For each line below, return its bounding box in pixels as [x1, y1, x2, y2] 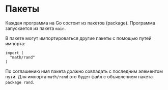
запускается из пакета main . [5, 25, 66, 31]
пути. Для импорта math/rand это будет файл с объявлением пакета [5, 73, 153, 79]
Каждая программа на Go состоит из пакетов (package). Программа [5, 20, 155, 26]
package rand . [5, 79, 34, 85]
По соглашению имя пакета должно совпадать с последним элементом [5, 68, 163, 74]
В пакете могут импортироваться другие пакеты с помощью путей [5, 35, 152, 41]
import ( [5, 50, 24, 55]
